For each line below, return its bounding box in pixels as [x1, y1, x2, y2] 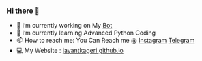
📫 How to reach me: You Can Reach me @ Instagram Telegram [16, 37, 195, 45]
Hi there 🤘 [6, 6, 40, 16]
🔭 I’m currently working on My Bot [16, 22, 113, 30]
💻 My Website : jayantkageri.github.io [16, 47, 124, 55]
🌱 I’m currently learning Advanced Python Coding [16, 28, 156, 37]
